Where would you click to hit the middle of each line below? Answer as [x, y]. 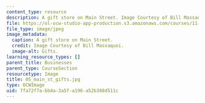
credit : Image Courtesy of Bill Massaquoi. [68, 46]
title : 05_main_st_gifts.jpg [43, 79]
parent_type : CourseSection [42, 68]
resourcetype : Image [33, 74]
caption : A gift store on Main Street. [63, 40]
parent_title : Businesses [39, 62]
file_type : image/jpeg [35, 29]
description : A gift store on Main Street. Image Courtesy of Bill [94, 18]
